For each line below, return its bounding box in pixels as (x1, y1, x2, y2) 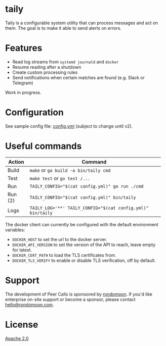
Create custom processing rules (12, 69, 78, 75)
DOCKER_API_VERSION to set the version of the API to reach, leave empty (12, 242, 156, 247)
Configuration (5, 107, 64, 118)
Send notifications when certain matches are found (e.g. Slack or (12, 74, 145, 80)
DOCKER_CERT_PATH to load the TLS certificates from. (12, 252, 117, 258)
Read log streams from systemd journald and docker (12, 58, 119, 65)
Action (8, 158, 25, 165)
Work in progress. (5, 89, 41, 95)
